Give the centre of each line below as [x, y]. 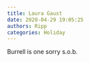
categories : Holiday [36, 32]
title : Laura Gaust [35, 13]
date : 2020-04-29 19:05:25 [45, 20]
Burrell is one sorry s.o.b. [43, 52]
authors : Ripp [27, 26]
